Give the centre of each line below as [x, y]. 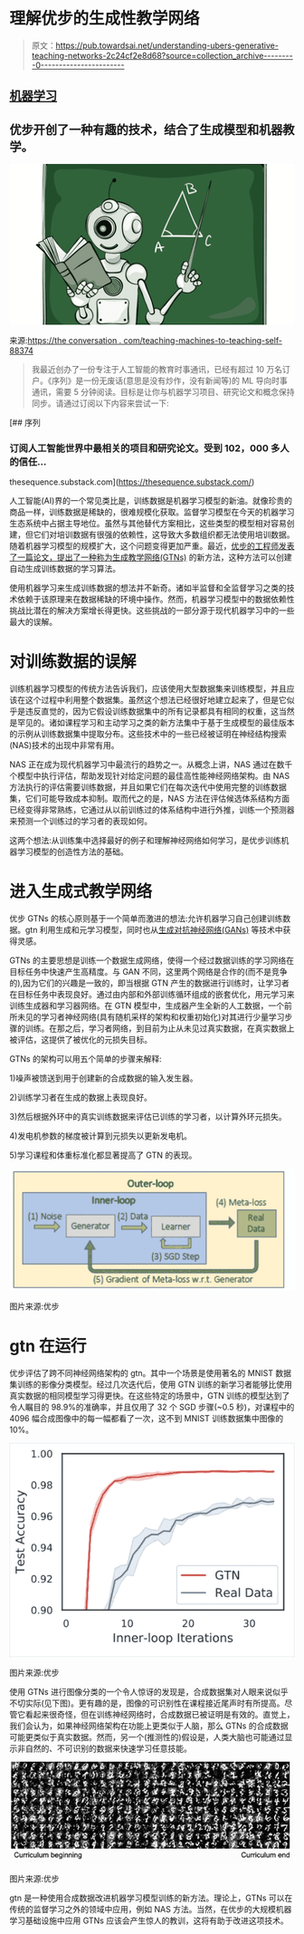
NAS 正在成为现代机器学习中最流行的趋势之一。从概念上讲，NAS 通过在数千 [151, 764]
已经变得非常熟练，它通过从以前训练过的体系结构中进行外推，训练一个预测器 [152, 809]
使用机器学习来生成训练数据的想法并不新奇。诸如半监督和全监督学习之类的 [148, 587]
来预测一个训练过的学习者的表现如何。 [81, 821]
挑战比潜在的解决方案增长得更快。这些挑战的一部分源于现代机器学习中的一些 [152, 610]
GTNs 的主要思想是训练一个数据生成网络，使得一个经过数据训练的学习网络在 [152, 960]
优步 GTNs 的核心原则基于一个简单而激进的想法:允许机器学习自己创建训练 [146, 918]
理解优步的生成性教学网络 [105, 19]
